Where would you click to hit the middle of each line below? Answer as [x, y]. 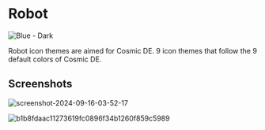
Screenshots [40, 84]
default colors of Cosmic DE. [55, 59]
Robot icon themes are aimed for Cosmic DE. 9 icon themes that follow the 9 [132, 50]
